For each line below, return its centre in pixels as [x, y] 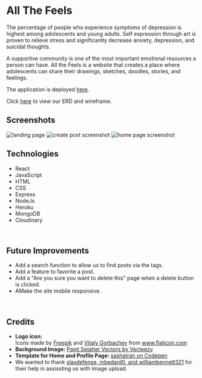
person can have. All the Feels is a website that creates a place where [93, 65]
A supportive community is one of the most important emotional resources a [101, 58]
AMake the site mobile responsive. [58, 291]
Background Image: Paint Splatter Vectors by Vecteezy [84, 350]
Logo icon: [29, 336]
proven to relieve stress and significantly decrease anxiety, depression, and [100, 40]
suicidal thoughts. [28, 47]
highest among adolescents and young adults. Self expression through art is [101, 33]
